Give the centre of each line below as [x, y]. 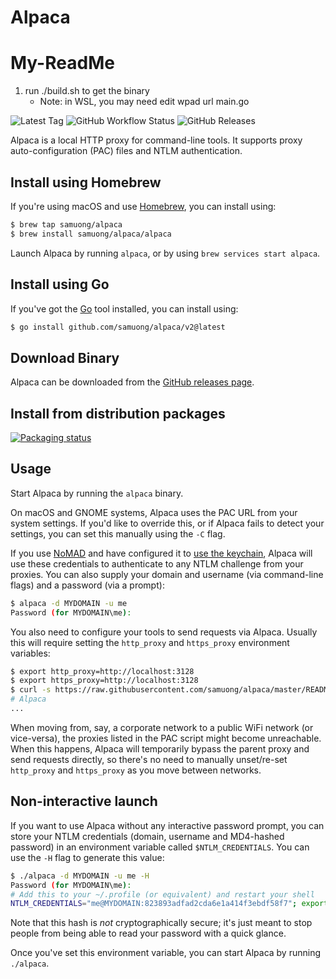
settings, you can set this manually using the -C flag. [118, 533]
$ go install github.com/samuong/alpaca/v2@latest [118, 327]
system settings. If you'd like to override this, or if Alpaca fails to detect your [167, 523]
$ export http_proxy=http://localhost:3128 [102, 671]
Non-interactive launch [84, 801]
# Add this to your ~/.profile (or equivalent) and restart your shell [162, 894]
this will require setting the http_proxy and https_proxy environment [150, 642]
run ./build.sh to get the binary [87, 91]
